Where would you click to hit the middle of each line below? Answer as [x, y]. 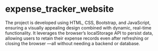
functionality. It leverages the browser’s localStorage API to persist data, [79, 33]
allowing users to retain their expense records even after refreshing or [77, 38]
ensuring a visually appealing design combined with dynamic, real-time [78, 27]
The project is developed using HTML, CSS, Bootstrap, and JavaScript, [78, 23]
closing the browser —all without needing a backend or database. [73, 43]
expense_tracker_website [60, 9]
